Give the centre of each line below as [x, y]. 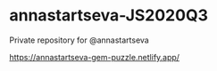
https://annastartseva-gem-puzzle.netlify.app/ [95, 57]
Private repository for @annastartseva [79, 40]
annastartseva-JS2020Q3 [108, 16]
